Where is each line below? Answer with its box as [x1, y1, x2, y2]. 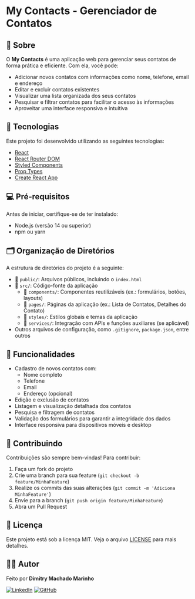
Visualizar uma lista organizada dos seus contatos [14, 93, 136, 99]
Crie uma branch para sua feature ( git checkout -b [14, 472, 139, 479]
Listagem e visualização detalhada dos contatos [14, 403, 132, 410]
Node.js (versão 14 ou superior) [14, 222, 92, 229]
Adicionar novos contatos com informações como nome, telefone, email [14, 74, 189, 80]
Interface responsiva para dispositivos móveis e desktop [14, 422, 152, 429]
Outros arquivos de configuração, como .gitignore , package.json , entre [14, 326, 189, 333]
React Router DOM [14, 155, 60, 162]
